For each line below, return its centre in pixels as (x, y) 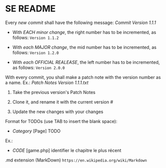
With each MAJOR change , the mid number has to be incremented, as (84, 47)
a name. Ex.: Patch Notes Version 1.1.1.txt (47, 82)
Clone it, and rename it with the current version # (63, 102)
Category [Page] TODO (36, 131)
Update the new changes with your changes (58, 111)
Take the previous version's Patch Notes (54, 92)
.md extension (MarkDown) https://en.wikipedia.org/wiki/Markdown (76, 160)
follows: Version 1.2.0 (35, 52)
